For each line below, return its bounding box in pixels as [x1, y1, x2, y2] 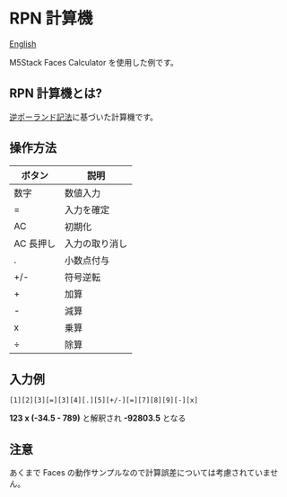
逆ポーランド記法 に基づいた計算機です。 [9, 111, 159, 122]
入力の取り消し [64, 237, 128, 250]
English [9, 38, 37, 49]
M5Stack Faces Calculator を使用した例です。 [9, 57, 178, 67]
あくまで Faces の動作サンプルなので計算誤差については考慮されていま [9, 467, 271, 478]
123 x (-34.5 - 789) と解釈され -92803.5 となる [9, 413, 187, 423]
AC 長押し [13, 237, 57, 250]
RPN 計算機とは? [9, 86, 103, 102]
